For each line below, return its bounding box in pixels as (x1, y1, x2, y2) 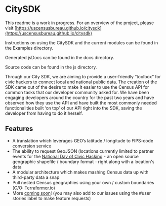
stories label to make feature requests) (12, 195, 91, 201)
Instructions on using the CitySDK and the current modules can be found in (5, 39, 158, 45)
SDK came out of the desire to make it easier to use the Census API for (5, 84, 149, 90)
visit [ (5, 25, 16, 31)
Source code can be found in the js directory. (5, 64, 97, 70)
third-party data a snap (12, 174, 60, 180)
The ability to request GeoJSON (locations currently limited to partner (12, 148, 154, 154)
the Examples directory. (5, 45, 53, 51)
